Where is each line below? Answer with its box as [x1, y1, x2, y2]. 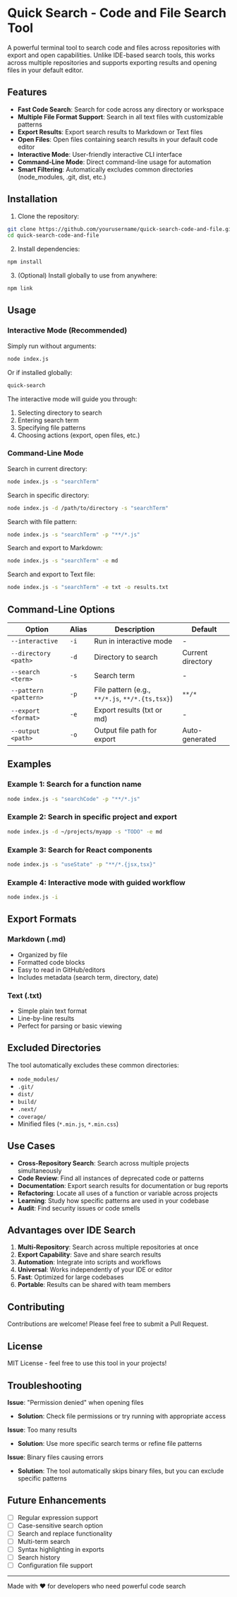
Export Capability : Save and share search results [17, 1250, 162, 1259]
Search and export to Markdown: [7, 544, 104, 552]
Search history [17, 1553, 61, 1562]
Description [114, 624, 155, 634]
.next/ [17, 1105, 37, 1113]
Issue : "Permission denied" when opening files [7, 1398, 144, 1406]
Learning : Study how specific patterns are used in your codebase [17, 1196, 209, 1205]
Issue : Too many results [7, 1425, 78, 1434]
